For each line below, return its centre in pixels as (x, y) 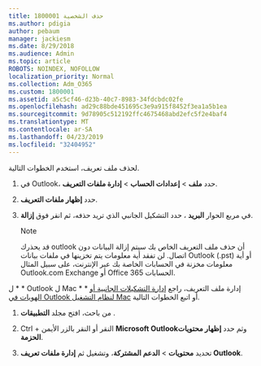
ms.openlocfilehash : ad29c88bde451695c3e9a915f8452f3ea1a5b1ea (118, 107)
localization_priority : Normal (61, 76)
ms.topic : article (39, 62)
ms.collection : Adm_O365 (50, 84)
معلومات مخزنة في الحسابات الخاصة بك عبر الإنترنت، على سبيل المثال (126, 264)
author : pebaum (34, 31)
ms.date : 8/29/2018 (41, 46)
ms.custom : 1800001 (41, 91)
